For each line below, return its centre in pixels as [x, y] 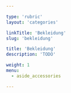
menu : [13, 71]
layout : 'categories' [32, 22]
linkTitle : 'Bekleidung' [36, 33]
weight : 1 [18, 65]
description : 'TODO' [31, 54]
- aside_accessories [36, 76]
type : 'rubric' [24, 16]
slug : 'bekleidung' [30, 38]
